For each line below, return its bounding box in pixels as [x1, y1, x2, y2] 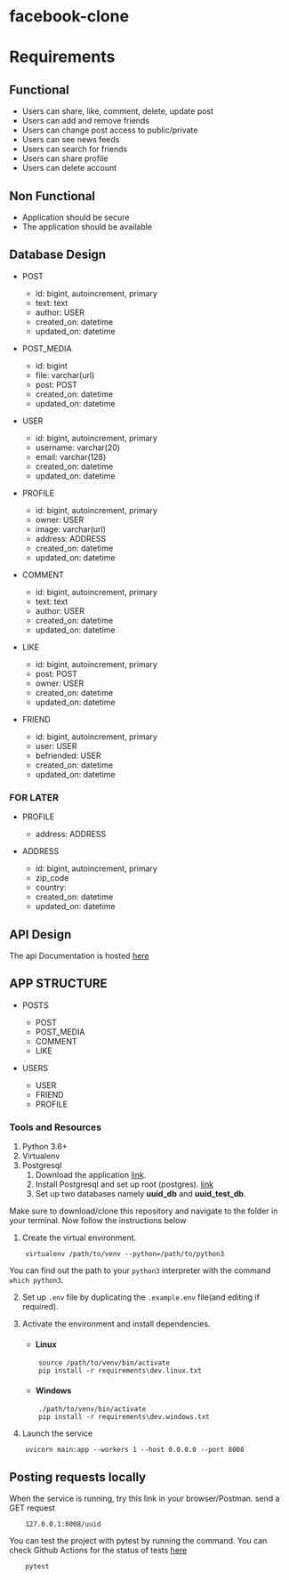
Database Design [9, 247, 107, 262]
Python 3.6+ [21, 1141, 68, 1152]
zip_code [35, 873, 69, 883]
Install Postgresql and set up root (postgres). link [35, 1179, 214, 1189]
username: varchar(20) [35, 442, 121, 453]
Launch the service [21, 1428, 93, 1439]
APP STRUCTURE [9, 976, 108, 991]
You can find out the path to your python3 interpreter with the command [9, 1265, 271, 1276]
